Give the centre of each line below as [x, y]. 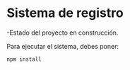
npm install [24, 59]
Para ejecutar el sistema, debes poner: [63, 46]
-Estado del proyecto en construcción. [63, 33]
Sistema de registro [65, 13]
